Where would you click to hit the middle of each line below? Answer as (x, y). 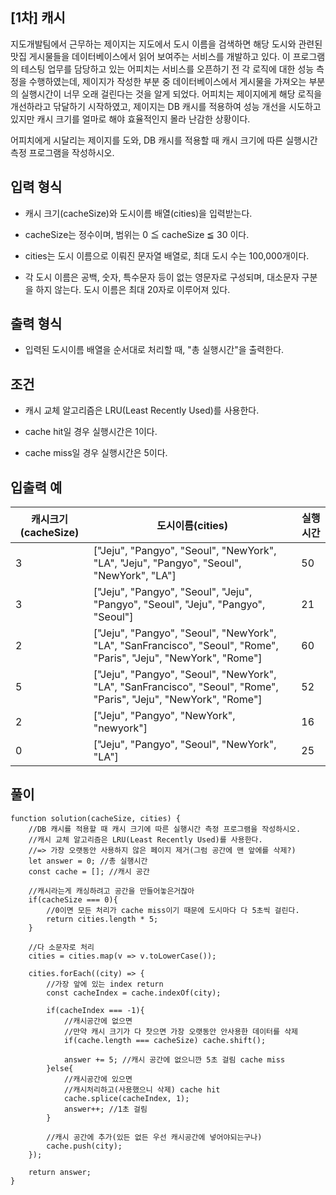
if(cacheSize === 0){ (73, 899)
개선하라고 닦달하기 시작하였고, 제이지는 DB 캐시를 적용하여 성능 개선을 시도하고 (166, 106)
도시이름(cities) (192, 526)
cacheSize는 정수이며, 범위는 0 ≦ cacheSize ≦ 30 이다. (137, 234)
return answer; (60, 1172)
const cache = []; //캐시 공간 (89, 871)
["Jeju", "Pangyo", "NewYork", (164, 716)
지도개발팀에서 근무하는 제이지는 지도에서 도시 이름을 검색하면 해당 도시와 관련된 (166, 44)
